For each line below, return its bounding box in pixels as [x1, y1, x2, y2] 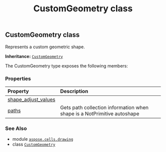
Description [60, 88, 88, 94]
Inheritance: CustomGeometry [5, 53, 63, 59]
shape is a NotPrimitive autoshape [60, 110, 139, 117]
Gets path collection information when [60, 104, 149, 111]
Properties [5, 75, 31, 82]
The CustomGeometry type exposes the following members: [5, 62, 128, 69]
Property [7, 88, 29, 94]
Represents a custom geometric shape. [5, 44, 85, 50]
